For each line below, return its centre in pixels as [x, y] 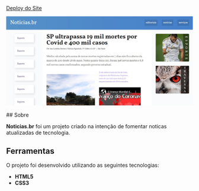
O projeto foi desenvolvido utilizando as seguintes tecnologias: [83, 165]
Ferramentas [30, 151]
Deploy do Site [24, 8]
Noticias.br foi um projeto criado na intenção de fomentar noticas [86, 126]
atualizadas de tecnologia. [38, 132]
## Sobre [17, 115]
